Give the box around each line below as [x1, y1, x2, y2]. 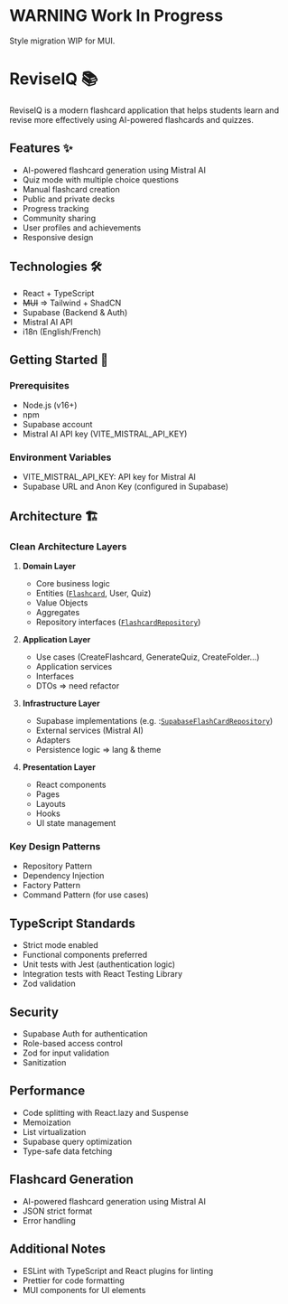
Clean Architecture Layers [9, 539, 127, 552]
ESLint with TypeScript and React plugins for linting [22, 1265, 214, 1276]
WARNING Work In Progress [9, 5, 224, 26]
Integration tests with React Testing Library [22, 969, 183, 980]
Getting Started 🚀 [9, 352, 109, 367]
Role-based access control [22, 1038, 124, 1049]
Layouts [35, 799, 66, 810]
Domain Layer [22, 561, 77, 572]
